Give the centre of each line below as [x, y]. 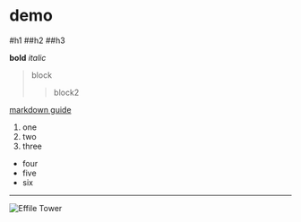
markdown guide [40, 109]
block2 [66, 92]
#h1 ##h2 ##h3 [37, 40]
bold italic [28, 57]
